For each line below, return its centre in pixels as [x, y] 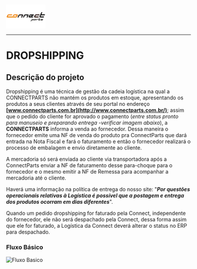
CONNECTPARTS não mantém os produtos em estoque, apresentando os [95, 98]
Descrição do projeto [45, 77]
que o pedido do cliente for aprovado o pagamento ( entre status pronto [92, 116]
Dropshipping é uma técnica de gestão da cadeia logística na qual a [88, 91]
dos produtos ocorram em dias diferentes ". [60, 202]
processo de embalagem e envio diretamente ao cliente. [74, 148]
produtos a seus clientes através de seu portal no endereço [78, 104]
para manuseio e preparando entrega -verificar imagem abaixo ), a [87, 123]
